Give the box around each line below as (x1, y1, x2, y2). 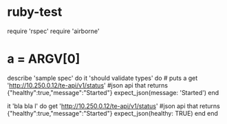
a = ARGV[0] (7, 51, 80, 67)
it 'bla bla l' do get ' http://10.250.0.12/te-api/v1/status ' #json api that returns (7, 101, 220, 110)
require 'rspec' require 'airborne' (7, 27, 100, 35)
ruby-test (7, 4, 63, 20)
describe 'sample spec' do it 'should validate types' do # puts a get (7, 74, 198, 82)
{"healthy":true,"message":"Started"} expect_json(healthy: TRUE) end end (7, 109, 219, 117)
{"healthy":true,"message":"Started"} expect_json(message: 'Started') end (7, 88, 219, 96)
